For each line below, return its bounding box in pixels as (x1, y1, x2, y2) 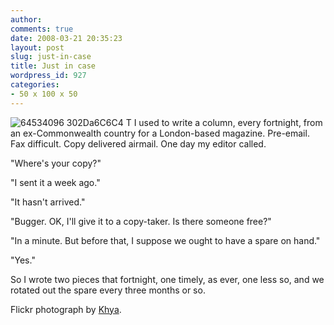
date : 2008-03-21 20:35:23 (10, 33, 123, 43)
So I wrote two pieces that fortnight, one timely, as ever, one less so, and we (10, 273, 325, 285)
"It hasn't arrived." (10, 196, 86, 208)
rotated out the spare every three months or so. (10, 284, 206, 296)
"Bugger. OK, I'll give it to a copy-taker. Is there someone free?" (10, 215, 272, 227)
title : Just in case (10, 61, 97, 71)
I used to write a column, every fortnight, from (133, 116, 323, 128)
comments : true (10, 24, 74, 34)
